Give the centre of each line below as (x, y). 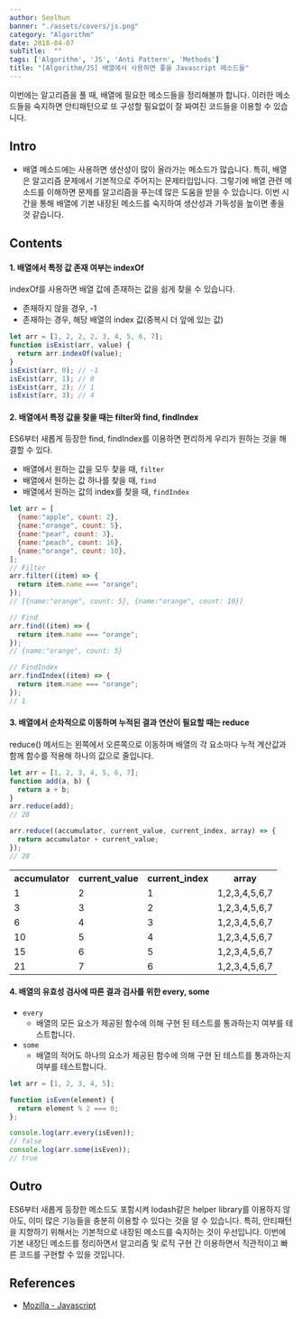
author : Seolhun (40, 18)
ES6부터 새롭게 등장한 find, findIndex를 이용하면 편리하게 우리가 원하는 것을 (143, 439)
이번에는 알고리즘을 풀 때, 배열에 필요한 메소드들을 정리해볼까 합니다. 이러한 (142, 95)
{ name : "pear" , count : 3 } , (66, 534)
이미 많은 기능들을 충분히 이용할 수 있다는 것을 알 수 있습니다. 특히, (145, 1221)
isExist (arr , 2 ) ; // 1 (52, 387)
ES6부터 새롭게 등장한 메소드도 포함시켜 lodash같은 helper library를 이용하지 (145, 1209)
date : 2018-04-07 (42, 43)
